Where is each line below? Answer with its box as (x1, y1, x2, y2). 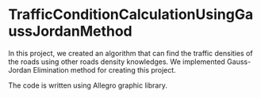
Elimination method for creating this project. (33, 65, 176, 74)
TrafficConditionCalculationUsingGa (8, 6, 254, 24)
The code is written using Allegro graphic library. (8, 81, 168, 90)
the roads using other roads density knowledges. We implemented (8, 57, 226, 66)
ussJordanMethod (8, 22, 132, 40)
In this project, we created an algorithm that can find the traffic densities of (8, 48, 253, 58)
